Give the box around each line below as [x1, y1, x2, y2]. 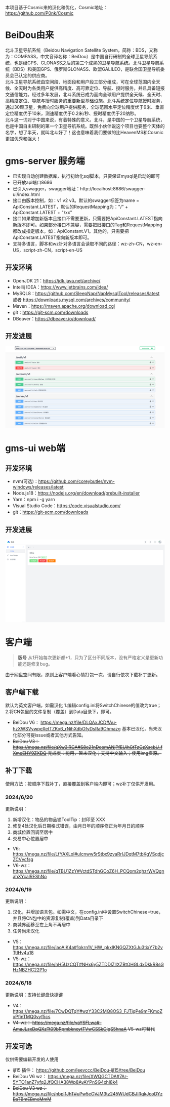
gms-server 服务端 [5, 155, 85, 167]
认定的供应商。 [18, 72, 50, 78]
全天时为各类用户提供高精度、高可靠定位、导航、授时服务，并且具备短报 [14, 85, 165, 91]
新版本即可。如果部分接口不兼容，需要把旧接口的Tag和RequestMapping [12, 222, 163, 228]
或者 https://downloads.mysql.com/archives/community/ [12, 297, 131, 303]
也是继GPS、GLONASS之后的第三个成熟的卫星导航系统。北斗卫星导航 [14, 60, 160, 66]
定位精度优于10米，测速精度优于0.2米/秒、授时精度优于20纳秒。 [5, 110, 139, 116]
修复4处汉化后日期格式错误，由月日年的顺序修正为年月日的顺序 [12, 823, 144, 829]
